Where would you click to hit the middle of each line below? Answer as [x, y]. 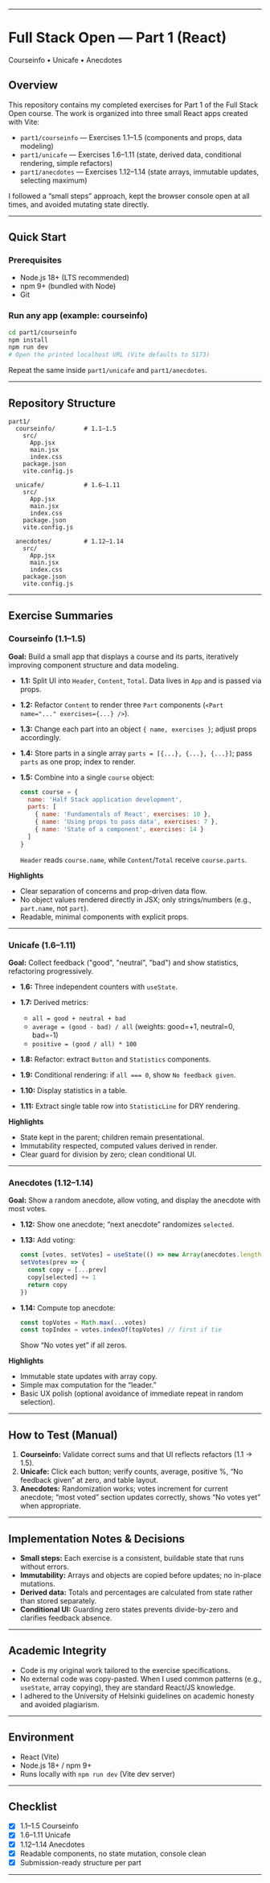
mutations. [37, 1583]
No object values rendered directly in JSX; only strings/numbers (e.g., [135, 900]
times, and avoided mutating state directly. [79, 204]
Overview [33, 85]
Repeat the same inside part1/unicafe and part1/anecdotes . [108, 370]
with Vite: [24, 122]
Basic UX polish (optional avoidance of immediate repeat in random [131, 1393]
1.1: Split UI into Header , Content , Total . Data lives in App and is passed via [141, 681]
